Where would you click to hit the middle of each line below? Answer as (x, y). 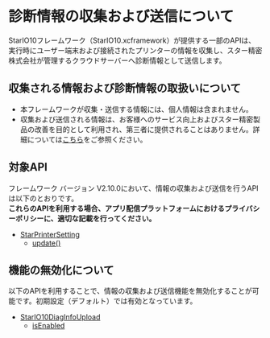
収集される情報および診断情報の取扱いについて (125, 88)
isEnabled (48, 326)
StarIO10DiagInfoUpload (60, 317)
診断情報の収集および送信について (121, 16)
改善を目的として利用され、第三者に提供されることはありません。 (144, 129)
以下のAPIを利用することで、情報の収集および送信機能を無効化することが (130, 291)
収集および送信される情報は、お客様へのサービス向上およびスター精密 (137, 119)
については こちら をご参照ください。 (87, 139)
